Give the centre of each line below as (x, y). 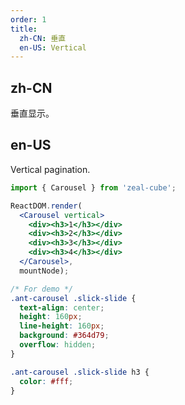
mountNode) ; (44, 271)
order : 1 (28, 19)
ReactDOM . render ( (46, 206)
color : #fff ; (46, 381)
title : (24, 29)
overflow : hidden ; (58, 345)
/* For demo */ (42, 289)
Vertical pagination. (50, 169)
